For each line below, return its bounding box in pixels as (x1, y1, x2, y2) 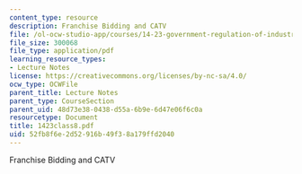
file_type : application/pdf (9, 47, 115, 56)
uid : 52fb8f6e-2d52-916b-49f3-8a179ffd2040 (9, 130, 175, 139)
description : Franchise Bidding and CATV (9, 22, 167, 30)
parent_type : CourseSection (9, 96, 115, 106)
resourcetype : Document (9, 113, 99, 122)
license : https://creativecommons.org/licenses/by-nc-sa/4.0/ (9, 72, 247, 81)
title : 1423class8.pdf (9, 122, 94, 131)
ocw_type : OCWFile (9, 80, 78, 89)
